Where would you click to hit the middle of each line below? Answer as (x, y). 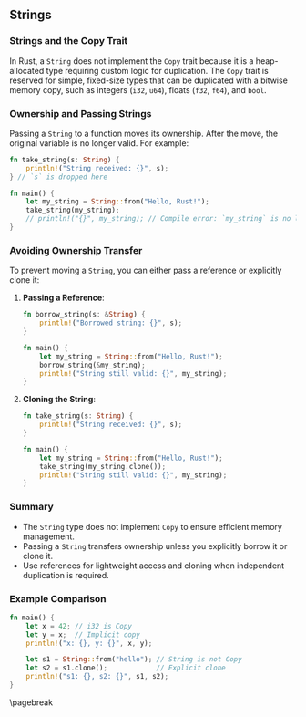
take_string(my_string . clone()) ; (103, 466)
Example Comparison (58, 598)
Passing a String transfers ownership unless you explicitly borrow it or (155, 546)
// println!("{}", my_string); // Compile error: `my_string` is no (158, 219)
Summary (32, 507)
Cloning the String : (59, 400)
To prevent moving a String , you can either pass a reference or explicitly (146, 270)
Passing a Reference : (63, 298)
